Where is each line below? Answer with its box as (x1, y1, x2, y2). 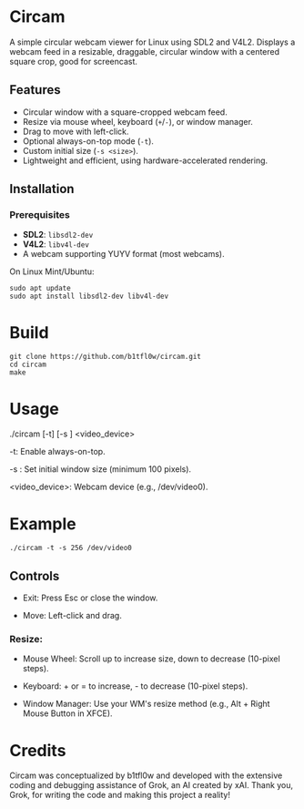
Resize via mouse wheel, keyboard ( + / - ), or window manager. (22, 116, 253, 127)
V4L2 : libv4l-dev (22, 239, 89, 250)
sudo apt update (9, 284, 71, 293)
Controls (9, 568, 60, 584)
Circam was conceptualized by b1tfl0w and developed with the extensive (9, 770, 283, 781)
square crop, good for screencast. (9, 56, 138, 67)
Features (9, 82, 61, 97)
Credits (9, 740, 66, 761)
